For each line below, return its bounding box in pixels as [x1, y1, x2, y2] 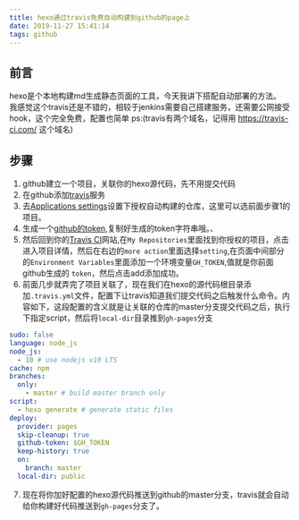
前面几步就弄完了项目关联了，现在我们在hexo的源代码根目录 [21, 279, 244, 289]
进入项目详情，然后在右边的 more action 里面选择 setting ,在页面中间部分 [21, 245, 285, 256]
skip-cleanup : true [17, 430, 90, 439]
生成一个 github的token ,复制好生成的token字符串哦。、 [21, 223, 219, 234]
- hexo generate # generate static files [17, 405, 174, 414]
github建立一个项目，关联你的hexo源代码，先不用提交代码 [21, 178, 237, 189]
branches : [9, 372, 46, 381]
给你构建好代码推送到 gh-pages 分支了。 [21, 500, 165, 511]
